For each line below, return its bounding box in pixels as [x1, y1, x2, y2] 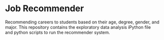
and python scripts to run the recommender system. [5, 29, 110, 35]
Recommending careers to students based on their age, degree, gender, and [5, 19, 160, 25]
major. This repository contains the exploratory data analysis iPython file [5, 24, 151, 30]
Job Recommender [5, 3, 84, 14]
